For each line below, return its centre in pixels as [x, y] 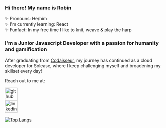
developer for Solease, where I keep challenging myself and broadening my [83, 66]
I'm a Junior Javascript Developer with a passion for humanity [82, 43]
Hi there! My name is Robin [38, 8]
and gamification [26, 49]
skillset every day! [24, 71]
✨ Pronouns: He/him [26, 19]
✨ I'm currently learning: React [37, 24]
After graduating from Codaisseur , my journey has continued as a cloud [79, 60]
